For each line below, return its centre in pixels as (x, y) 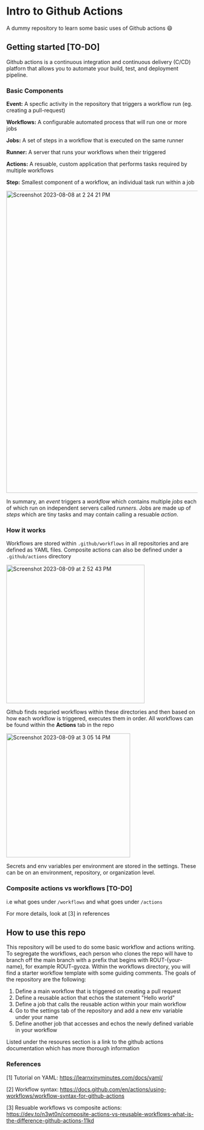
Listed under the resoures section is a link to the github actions (85, 1042)
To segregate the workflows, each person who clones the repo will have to (100, 953)
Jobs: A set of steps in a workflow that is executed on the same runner (95, 141)
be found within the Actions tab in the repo (60, 725)
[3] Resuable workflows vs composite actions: (64, 1107)
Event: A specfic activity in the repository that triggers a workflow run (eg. (99, 104)
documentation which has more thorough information (73, 1048)
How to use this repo (46, 933)
